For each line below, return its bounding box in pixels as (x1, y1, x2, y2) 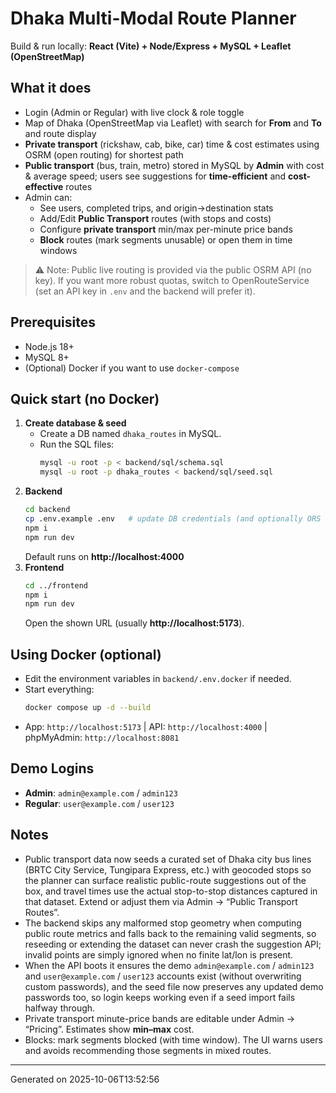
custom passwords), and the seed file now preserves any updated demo (24, 980, 324, 992)
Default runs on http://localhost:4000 (24, 550, 185, 562)
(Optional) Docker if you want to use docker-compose (24, 362, 240, 374)
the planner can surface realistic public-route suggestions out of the (24, 874, 307, 886)
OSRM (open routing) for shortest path (24, 148, 184, 161)
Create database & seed (24, 417, 127, 429)
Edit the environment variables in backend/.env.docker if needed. (24, 673, 292, 685)
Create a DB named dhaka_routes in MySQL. (39, 428, 222, 440)
